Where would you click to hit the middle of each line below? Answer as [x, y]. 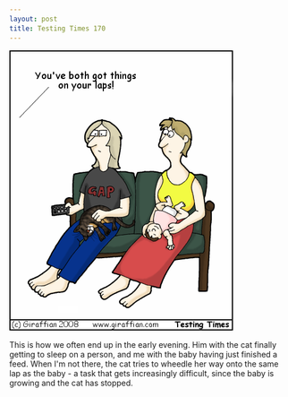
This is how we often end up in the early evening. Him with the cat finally [143, 344]
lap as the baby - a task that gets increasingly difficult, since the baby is [142, 373]
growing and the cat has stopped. [72, 383]
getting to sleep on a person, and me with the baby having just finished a [144, 354]
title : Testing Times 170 [57, 28]
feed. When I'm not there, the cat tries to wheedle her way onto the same [144, 364]
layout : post [34, 19]
